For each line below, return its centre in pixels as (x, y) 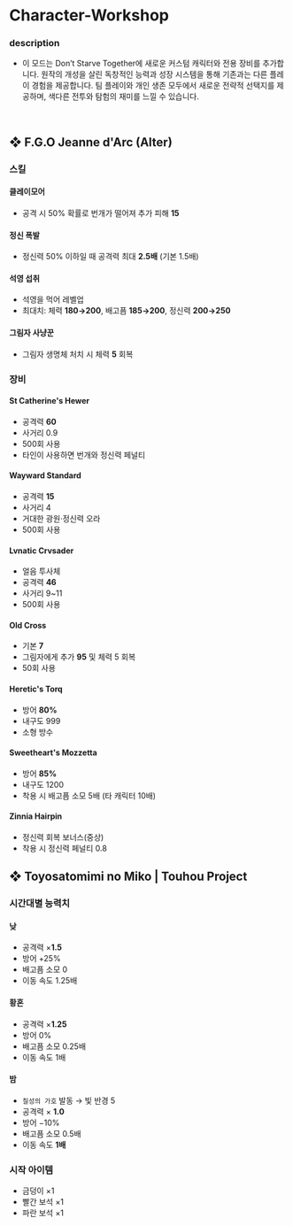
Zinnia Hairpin (36, 816)
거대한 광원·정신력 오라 (61, 518)
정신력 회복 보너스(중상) (63, 837)
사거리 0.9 (40, 432)
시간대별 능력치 (40, 904)
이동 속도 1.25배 (50, 981)
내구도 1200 (43, 784)
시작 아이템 (31, 1169)
